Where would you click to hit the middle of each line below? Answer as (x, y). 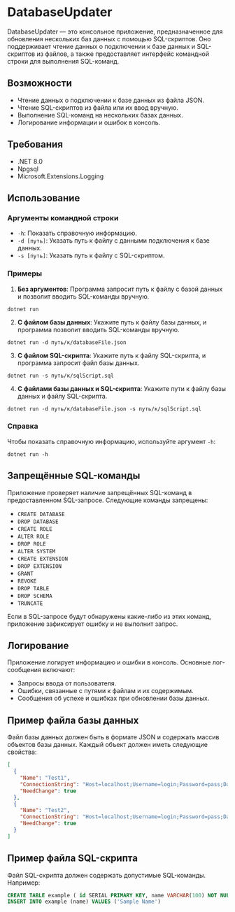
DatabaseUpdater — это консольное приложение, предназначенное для (115, 31)
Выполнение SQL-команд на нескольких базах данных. (100, 115)
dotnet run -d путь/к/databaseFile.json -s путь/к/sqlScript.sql (104, 409)
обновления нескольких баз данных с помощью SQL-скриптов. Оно (109, 38)
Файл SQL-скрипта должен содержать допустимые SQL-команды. (107, 875)
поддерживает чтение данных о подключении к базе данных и (101, 46)
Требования (35, 144)
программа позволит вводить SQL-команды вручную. (98, 329)
